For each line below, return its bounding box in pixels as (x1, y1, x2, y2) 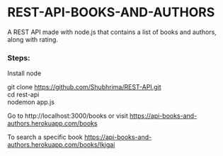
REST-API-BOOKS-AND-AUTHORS (7, 4, 215, 21)
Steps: (7, 52, 30, 62)
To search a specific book (7, 133, 83, 142)
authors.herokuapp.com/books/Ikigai (7, 140, 115, 149)
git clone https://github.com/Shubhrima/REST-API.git (7, 83, 161, 91)
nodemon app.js (7, 98, 55, 106)
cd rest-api (7, 90, 40, 99)
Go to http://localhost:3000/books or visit (7, 111, 129, 121)
